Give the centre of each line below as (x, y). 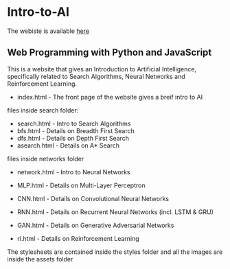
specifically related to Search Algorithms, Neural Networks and (96, 76)
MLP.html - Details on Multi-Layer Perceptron (81, 185)
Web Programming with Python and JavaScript (110, 52)
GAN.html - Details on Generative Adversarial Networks (95, 225)
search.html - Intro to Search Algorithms (74, 124)
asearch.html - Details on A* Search (68, 145)
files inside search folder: (43, 110)
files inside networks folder (46, 159)
